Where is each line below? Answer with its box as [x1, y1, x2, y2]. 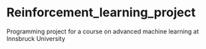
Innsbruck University [6, 34, 66, 42]
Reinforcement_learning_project [6, 5, 196, 20]
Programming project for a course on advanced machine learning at [6, 27, 199, 35]
